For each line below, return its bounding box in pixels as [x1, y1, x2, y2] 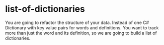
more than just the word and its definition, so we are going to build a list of [5, 30, 157, 36]
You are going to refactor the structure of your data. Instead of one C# [5, 20, 149, 25]
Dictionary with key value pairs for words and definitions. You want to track [5, 24, 159, 30]
